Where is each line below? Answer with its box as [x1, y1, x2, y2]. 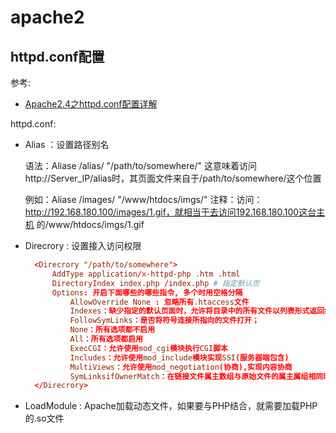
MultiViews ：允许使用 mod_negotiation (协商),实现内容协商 [69, 362, 293, 372]
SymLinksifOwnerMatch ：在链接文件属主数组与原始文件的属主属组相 [69, 371, 317, 381]
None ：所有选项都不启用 [69, 325, 156, 335]
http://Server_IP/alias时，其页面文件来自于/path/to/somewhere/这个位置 [24, 172, 322, 184]
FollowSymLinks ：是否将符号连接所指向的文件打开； [69, 316, 260, 326]
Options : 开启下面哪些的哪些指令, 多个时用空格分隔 [51, 287, 243, 298]
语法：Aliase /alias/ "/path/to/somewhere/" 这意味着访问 [24, 160, 257, 171]
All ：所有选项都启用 [69, 334, 144, 344]
